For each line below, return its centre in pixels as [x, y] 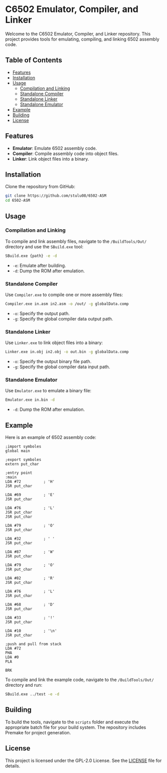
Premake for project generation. [38, 732]
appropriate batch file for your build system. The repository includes [76, 727]
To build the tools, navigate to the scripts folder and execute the [72, 722]
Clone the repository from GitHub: [40, 187]
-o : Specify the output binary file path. [52, 362]
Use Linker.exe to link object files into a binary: [54, 343]
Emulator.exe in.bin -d [30, 400]
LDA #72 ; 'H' [30, 482]
